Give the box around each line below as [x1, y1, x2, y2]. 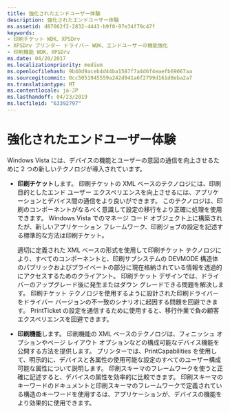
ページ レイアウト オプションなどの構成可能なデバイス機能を [47, 338, 220, 346]
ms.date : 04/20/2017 [7, 55, 67, 62]
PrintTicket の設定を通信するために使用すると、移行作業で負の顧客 [30, 306, 220, 314]
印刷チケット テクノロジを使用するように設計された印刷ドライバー [30, 289, 219, 297]
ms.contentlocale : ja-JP [7, 87, 79, 94]
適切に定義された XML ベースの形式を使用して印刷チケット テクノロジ [17, 246, 216, 254]
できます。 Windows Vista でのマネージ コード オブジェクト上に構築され [17, 213, 222, 222]
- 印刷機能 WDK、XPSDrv [7, 49, 70, 56]
